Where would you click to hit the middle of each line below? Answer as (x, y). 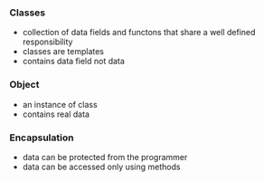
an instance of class (60, 104)
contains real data (56, 114)
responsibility (47, 42)
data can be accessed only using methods (101, 167)
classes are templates (63, 52)
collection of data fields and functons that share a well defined (139, 33)
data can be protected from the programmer (105, 157)
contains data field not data (73, 62)
